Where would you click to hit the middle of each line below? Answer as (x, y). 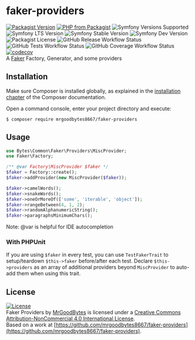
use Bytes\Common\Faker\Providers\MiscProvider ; (66, 151)
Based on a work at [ (31, 325)
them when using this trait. (49, 274)
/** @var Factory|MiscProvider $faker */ (57, 167)
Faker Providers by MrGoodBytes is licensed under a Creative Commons (93, 312)
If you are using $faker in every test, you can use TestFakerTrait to (87, 255)
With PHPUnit (26, 242)
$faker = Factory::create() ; (42, 172)
